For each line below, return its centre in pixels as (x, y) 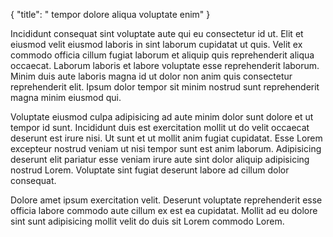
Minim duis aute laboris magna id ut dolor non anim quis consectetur (151, 76)
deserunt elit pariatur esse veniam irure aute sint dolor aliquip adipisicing (160, 159)
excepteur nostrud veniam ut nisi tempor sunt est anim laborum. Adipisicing (166, 148)
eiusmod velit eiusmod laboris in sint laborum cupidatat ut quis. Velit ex (156, 44)
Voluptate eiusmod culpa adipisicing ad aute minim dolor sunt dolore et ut (162, 117)
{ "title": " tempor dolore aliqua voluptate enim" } (110, 14)
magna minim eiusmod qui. (66, 97)
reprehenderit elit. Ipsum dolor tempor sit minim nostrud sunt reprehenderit (165, 87)
